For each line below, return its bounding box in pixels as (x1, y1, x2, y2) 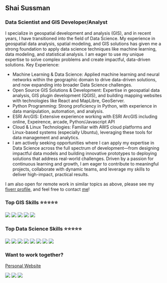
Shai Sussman (5, 4, 51, 12)
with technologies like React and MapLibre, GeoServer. (12, 98, 125, 104)
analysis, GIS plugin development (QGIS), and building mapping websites (12, 92, 162, 98)
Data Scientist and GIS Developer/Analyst (5, 19, 108, 26)
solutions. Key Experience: (5, 61, 60, 67)
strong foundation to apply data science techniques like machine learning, (5, 46, 157, 52)
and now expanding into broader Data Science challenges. (12, 82, 133, 88)
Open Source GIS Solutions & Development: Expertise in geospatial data (12, 87, 160, 93)
